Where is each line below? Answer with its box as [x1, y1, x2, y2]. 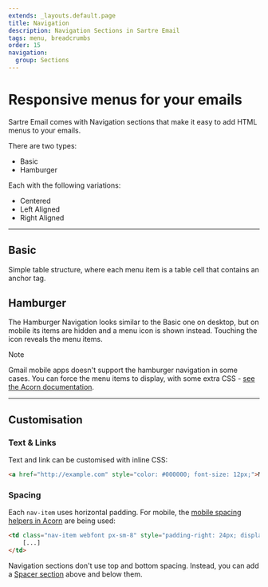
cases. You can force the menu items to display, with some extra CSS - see [8, 374, 255, 383]
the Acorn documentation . [8, 383, 94, 392]
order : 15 [8, 42, 41, 50]
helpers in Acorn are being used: [8, 516, 116, 526]
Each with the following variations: [8, 180, 121, 190]
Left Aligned [19, 204, 61, 214]
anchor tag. [8, 273, 46, 283]
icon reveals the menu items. [8, 335, 103, 344]
